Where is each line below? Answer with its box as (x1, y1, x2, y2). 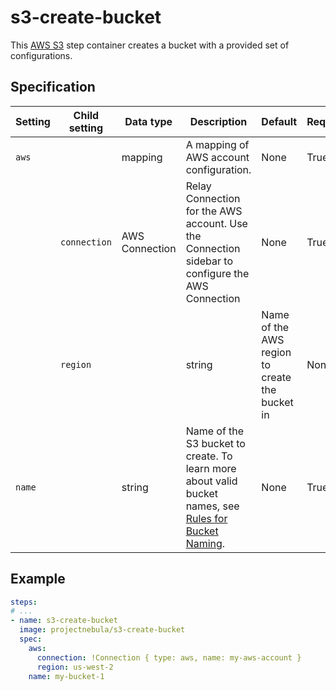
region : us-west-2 (36, 662, 114, 672)
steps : (10, 597, 38, 607)
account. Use (185, 216, 248, 230)
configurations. (10, 49, 73, 61)
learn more (185, 461, 237, 475)
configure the (185, 266, 250, 280)
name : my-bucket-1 (28, 671, 105, 681)
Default (261, 114, 298, 128)
